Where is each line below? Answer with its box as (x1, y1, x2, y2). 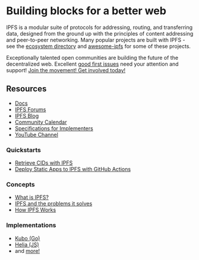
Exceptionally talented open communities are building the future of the (6, 54, 179, 61)
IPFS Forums (14, 105, 46, 113)
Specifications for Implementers (14, 124, 93, 131)
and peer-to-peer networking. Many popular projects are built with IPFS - (6, 36, 185, 43)
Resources (6, 84, 47, 94)
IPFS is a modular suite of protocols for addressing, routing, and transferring (6, 24, 193, 31)
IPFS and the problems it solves (14, 200, 93, 207)
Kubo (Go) (14, 235, 40, 242)
